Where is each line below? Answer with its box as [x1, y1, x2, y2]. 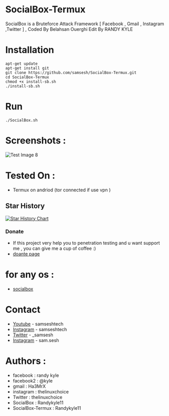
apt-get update [5, 61, 38, 66]
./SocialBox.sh [5, 117, 38, 123]
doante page [12, 250, 40, 257]
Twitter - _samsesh [12, 332, 53, 338]
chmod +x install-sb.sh [5, 79, 57, 84]
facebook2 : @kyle [12, 377, 53, 384]
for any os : [5, 268, 54, 280]
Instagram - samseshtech [12, 326, 67, 332]
